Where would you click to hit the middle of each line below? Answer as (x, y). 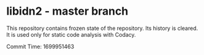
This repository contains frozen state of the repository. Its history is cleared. (102, 28)
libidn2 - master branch (67, 11)
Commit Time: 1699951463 (40, 46)
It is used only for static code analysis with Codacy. (71, 34)
